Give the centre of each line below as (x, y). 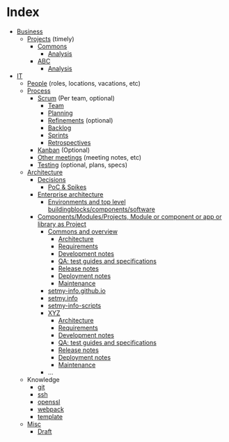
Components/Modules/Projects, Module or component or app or (129, 216)
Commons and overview (82, 231)
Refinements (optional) (80, 120)
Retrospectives (69, 142)
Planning (61, 113)
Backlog (60, 128)
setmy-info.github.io (77, 291)
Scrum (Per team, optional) (76, 98)
